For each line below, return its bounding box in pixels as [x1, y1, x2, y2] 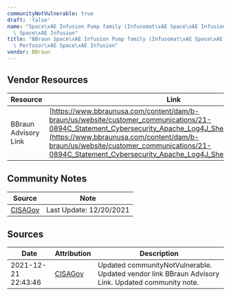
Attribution [54, 249, 91, 259]
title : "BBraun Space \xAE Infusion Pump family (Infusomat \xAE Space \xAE [7, 36, 223, 43]
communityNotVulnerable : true [7, 10, 94, 17]
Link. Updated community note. [97, 277, 199, 287]
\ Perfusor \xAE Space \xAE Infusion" [13, 42, 118, 49]
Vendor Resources [7, 74, 89, 86]
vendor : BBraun [7, 49, 51, 56]
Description [140, 249, 179, 259]
